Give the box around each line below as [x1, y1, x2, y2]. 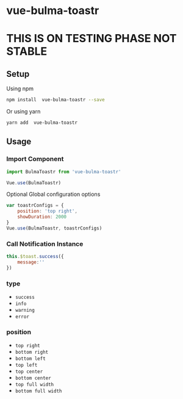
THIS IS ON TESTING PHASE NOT [6, 32, 177, 46]
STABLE [6, 45, 48, 59]
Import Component [6, 155, 64, 164]
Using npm [6, 85, 34, 92]
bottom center [15, 375, 51, 381]
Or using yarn [6, 108, 41, 115]
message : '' [17, 259, 45, 265]
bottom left [15, 356, 46, 362]
